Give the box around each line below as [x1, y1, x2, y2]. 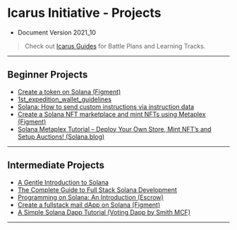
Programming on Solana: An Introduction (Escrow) [17, 193, 164, 201]
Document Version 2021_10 [17, 28, 97, 37]
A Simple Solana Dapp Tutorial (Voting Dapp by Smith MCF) [17, 207, 190, 216]
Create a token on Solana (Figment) [17, 87, 121, 96]
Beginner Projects [7, 69, 88, 81]
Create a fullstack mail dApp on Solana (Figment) [17, 200, 161, 209]
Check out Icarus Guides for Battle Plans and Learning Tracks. [24, 41, 206, 50]
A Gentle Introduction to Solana [17, 178, 109, 186]
